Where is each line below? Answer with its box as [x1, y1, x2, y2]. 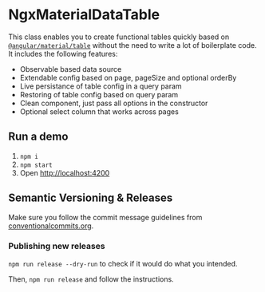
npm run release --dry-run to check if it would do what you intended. [8, 258, 238, 268]
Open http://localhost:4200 [19, 168, 110, 177]
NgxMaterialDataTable [8, 6, 160, 24]
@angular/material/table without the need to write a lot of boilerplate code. [8, 40, 257, 49]
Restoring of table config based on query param [19, 89, 178, 99]
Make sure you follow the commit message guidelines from [8, 212, 203, 222]
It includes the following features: [8, 49, 118, 58]
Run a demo [8, 130, 69, 144]
